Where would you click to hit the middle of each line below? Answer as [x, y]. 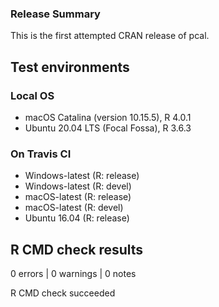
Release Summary [55, 14]
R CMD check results [77, 249]
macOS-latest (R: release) [78, 197]
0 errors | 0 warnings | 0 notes [73, 274]
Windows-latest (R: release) [82, 176]
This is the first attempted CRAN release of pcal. [110, 36]
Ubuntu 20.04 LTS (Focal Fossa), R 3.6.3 [108, 128]
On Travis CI [41, 154]
